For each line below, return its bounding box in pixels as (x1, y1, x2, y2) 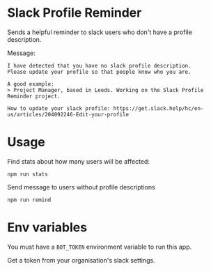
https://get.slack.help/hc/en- (113, 104, 204, 112)
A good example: (7, 80, 54, 88)
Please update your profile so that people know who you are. (7, 68, 192, 75)
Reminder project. (7, 93, 61, 100)
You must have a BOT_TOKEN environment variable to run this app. (7, 242, 192, 251)
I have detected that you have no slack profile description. (7, 62, 192, 69)
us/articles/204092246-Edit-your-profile (7, 111, 130, 118)
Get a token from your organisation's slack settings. (7, 256, 155, 264)
